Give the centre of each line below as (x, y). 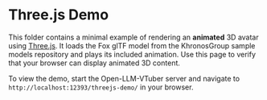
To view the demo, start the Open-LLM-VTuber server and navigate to (124, 78)
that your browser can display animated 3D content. (94, 63)
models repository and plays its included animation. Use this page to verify (132, 54)
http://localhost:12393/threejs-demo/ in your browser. (101, 87)
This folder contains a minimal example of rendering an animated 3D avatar (133, 37)
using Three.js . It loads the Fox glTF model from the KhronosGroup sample (132, 45)
